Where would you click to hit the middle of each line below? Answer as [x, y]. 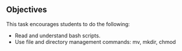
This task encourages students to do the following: [68, 24]
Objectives [27, 10]
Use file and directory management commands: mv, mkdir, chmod [95, 42]
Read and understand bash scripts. [58, 36]
